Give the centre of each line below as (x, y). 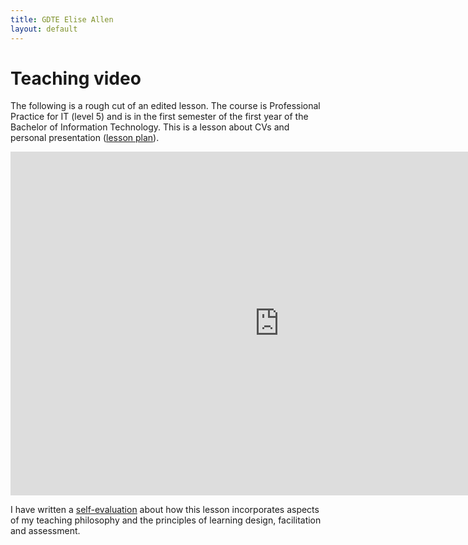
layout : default (44, 29)
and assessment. (45, 531)
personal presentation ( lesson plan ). (85, 138)
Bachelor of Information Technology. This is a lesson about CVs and (150, 127)
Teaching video (76, 78)
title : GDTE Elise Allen (62, 19)
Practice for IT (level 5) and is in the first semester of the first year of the (159, 117)
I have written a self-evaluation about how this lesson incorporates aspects (165, 510)
